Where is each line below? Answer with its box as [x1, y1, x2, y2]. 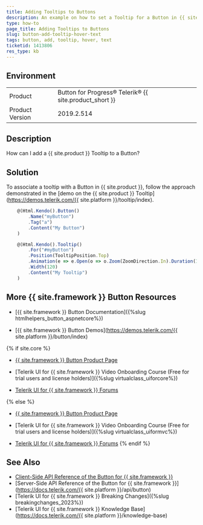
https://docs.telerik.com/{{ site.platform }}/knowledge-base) [17, 512, 168, 519]
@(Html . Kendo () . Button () [17, 208, 80, 214]
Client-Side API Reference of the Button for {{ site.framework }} [14, 473, 173, 481]
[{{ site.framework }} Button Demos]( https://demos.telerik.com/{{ [14, 326, 178, 333]
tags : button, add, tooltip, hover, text [6, 37, 112, 43]
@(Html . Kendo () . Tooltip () [17, 241, 83, 247]
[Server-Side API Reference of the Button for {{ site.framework [14, 480, 171, 487]
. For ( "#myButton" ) [28, 247, 74, 253]
